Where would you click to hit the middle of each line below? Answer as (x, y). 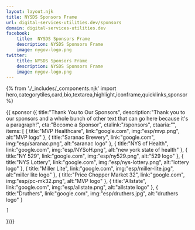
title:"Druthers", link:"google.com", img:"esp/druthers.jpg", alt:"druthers (92, 194)
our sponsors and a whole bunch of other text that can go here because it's (97, 119)
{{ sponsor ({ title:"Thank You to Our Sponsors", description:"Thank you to (96, 112)
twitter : (17, 55)
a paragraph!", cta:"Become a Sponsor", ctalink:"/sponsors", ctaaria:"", (91, 125)
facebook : (18, 34)
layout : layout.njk (30, 11)
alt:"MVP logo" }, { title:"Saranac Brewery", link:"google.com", (81, 137)
